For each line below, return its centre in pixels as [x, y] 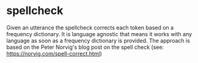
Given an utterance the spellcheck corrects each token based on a [90, 28]
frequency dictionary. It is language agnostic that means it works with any [99, 34]
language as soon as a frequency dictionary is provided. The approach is [98, 40]
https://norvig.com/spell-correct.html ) [54, 53]
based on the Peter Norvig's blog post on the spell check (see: [85, 47]
